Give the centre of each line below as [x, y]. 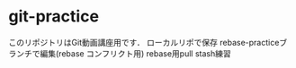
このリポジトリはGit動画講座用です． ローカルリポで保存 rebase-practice [144, 42]
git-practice [54, 17]
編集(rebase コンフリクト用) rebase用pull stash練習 [135, 53]
